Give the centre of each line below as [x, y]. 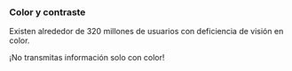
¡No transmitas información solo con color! [87, 58]
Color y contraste [47, 12]
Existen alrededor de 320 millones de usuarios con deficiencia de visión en [146, 32]
